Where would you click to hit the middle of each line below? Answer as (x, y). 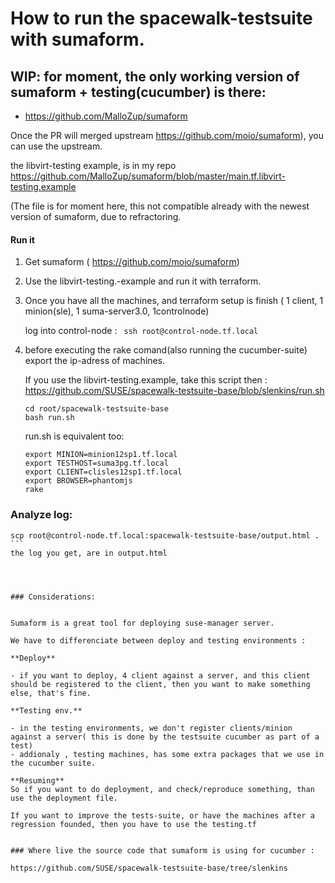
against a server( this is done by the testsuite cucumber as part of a (165, 737)
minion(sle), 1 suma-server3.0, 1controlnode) (117, 311)
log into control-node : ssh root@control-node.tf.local (141, 331)
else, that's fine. (51, 693)
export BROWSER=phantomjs (78, 481)
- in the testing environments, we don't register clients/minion (151, 728)
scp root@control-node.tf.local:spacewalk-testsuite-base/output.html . (165, 535)
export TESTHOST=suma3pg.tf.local (96, 463)
